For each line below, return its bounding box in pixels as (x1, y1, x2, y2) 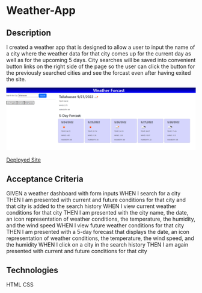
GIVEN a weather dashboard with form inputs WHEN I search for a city (6, 190, 181, 197)
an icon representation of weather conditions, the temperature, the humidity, (6, 215, 195, 223)
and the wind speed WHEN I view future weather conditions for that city (6, 222, 185, 229)
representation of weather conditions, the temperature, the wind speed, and (6, 235, 194, 242)
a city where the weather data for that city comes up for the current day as (6, 50, 191, 57)
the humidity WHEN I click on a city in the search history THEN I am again (6, 241, 189, 248)
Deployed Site (6, 156, 41, 163)
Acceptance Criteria (6, 174, 84, 184)
